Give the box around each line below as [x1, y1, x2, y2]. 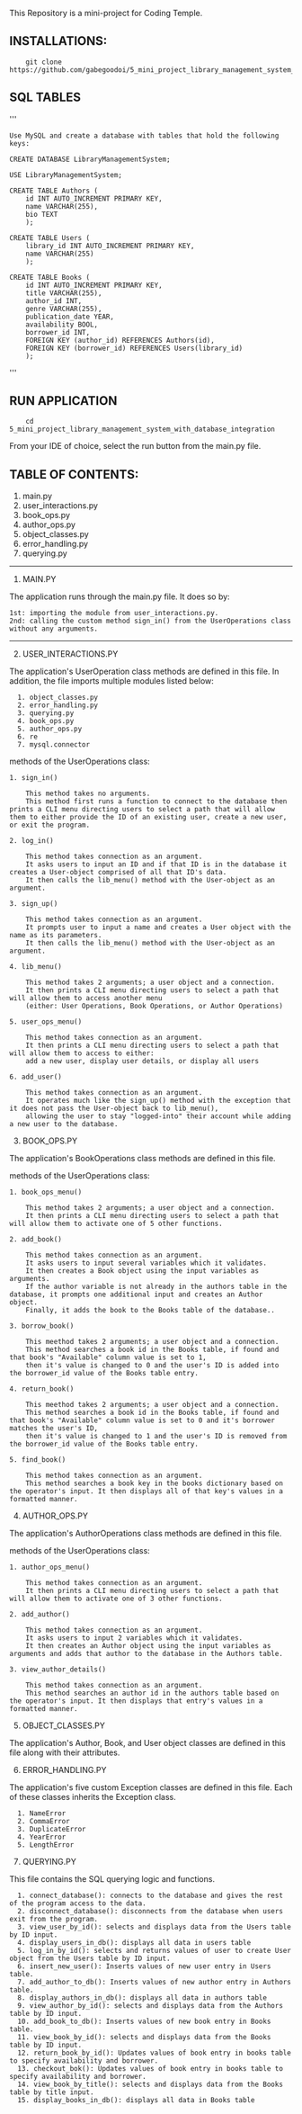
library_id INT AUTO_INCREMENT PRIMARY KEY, [25, 241, 195, 250]
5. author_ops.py [17, 724, 83, 734]
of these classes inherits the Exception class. [9, 1792, 177, 1803]
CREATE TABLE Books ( [9, 273, 91, 282]
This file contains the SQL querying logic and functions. [9, 1874, 216, 1885]
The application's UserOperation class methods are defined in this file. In [9, 666, 280, 677]
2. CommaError [17, 1817, 70, 1826]
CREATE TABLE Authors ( [9, 186, 99, 195]
